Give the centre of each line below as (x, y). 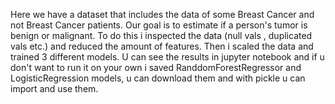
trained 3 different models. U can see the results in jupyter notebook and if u (167, 57)
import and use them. (54, 88)
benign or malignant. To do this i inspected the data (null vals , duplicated (161, 35)
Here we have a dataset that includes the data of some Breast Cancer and (162, 14)
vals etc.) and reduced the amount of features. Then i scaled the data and (162, 46)
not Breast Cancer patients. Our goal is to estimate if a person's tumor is (159, 25)
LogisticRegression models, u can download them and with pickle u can (158, 78)
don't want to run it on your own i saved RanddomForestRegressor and (156, 67)
